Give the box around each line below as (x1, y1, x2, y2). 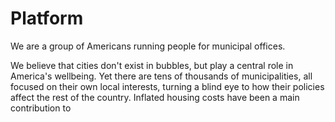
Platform (10, 7, 84, 30)
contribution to (10, 102, 72, 114)
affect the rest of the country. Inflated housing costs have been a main (10, 91, 300, 103)
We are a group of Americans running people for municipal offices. (10, 40, 286, 52)
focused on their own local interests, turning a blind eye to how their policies (10, 80, 325, 92)
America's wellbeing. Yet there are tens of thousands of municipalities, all (10, 70, 313, 82)
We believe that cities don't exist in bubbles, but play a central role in (10, 59, 294, 71)
